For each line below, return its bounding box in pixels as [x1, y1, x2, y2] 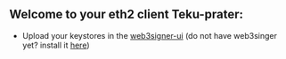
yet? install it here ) [21, 40, 91, 50]
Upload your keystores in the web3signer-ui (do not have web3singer [21, 30, 278, 41]
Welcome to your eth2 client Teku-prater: [9, 7, 243, 22]
